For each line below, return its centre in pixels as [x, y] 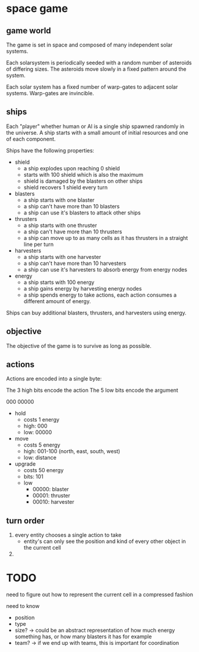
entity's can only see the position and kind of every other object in [105, 541]
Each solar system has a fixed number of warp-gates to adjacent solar [92, 87]
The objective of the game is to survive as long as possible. [79, 346]
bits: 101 [33, 477]
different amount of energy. [57, 301]
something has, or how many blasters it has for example [83, 637]
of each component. [31, 139]
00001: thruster [51, 495]
